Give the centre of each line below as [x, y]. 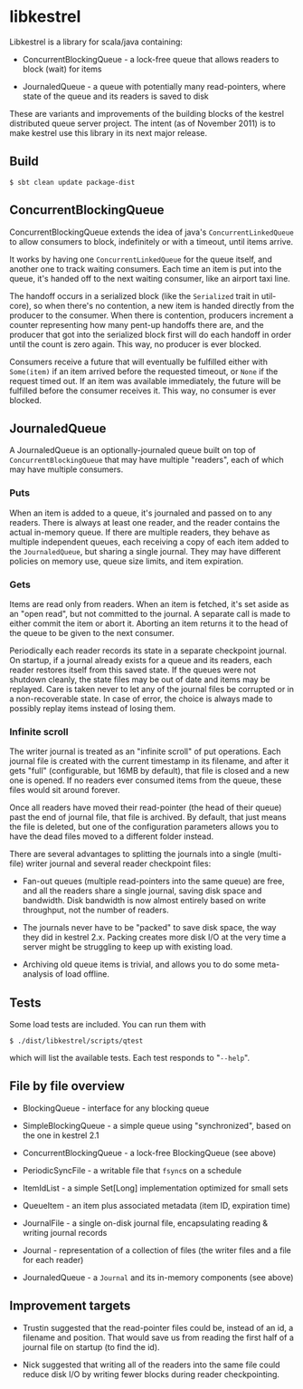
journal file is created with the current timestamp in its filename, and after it [149, 761]
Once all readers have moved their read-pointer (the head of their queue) [146, 807]
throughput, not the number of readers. [95, 910]
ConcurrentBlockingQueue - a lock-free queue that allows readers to [151, 59]
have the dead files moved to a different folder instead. [112, 836]
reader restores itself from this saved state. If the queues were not [133, 670]
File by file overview [67, 1086]
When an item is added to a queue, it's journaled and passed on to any [141, 513]
